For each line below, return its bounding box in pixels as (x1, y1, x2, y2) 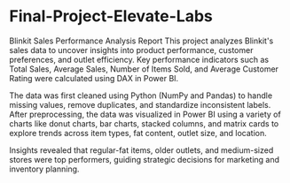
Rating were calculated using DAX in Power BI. (9, 72, 179, 83)
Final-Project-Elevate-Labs (9, 6, 213, 27)
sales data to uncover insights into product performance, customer (9, 44, 254, 55)
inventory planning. (9, 164, 80, 174)
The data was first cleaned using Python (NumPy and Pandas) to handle (9, 90, 273, 101)
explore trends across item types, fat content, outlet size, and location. (9, 127, 268, 138)
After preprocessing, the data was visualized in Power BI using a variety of (9, 109, 281, 119)
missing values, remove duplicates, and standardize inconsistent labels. (9, 99, 271, 110)
